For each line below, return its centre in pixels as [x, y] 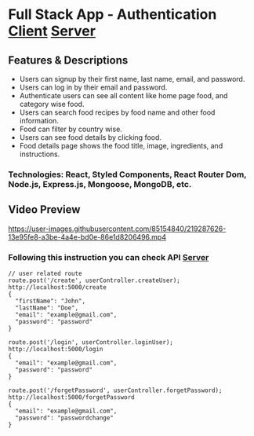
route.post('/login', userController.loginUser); [91, 343]
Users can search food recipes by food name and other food [117, 112]
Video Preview [44, 210]
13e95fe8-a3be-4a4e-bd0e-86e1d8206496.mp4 [87, 236]
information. [39, 121]
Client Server [52, 31]
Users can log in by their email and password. [93, 87]
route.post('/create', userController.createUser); [94, 280]
